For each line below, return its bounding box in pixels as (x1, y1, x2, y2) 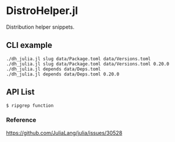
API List (6, 87, 35, 97)
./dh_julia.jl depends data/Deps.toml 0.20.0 (6, 71, 119, 77)
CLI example (6, 40, 53, 50)
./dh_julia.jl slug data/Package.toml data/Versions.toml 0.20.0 (6, 61, 169, 67)
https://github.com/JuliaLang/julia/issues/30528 (6, 129, 123, 136)
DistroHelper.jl (6, 4, 78, 18)
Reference (6, 116, 36, 124)
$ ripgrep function (6, 102, 54, 109)
